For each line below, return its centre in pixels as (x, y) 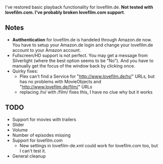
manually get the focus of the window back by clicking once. (74, 66)
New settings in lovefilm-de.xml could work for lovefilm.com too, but (89, 145)
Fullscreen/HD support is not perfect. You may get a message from (80, 55)
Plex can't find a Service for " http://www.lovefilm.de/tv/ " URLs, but (87, 76)
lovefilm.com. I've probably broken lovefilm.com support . (65, 12)
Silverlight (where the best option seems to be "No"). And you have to (83, 61)
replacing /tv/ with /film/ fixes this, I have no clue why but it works (86, 92)
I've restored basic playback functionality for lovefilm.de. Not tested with (79, 7)
